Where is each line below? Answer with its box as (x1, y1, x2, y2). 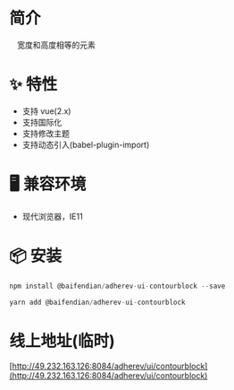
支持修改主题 (21, 127, 70, 139)
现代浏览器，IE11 (21, 211, 83, 221)
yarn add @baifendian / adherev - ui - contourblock (9, 298, 186, 307)
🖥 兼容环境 (9, 174, 87, 195)
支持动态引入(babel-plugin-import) (21, 139, 150, 150)
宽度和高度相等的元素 (17, 39, 96, 50)
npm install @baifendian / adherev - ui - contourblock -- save (9, 282, 226, 290)
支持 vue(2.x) (21, 105, 71, 117)
